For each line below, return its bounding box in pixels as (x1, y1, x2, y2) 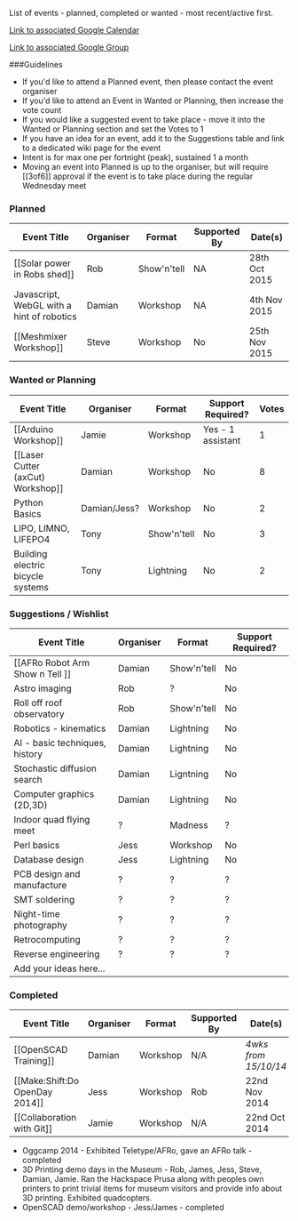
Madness (169, 818, 208, 831)
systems (13, 581, 49, 593)
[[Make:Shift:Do (13, 1075, 80, 1088)
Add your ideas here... (13, 962, 106, 975)
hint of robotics (13, 310, 77, 323)
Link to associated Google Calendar (9, 25, 140, 35)
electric (13, 558, 46, 571)
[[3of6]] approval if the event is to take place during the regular (21, 171, 254, 181)
